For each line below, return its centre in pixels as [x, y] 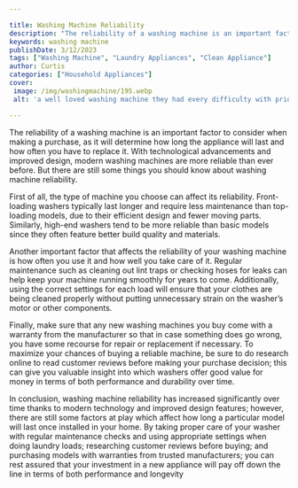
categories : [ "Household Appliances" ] [81, 75]
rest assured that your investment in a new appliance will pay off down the [145, 464]
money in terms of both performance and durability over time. [122, 381]
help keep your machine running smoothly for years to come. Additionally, [144, 279]
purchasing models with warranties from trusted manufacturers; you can [142, 455]
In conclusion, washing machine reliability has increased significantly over [145, 399]
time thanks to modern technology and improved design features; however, [146, 407]
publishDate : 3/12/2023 [53, 50]
